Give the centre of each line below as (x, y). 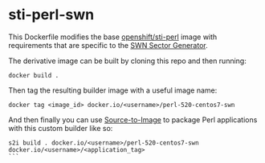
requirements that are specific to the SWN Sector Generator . (108, 45)
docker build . (34, 75)
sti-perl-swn (51, 15)
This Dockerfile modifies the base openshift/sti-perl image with (113, 37)
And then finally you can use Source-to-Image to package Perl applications (133, 119)
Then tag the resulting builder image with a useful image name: (113, 90)
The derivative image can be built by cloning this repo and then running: (127, 61)
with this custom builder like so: (61, 128)
